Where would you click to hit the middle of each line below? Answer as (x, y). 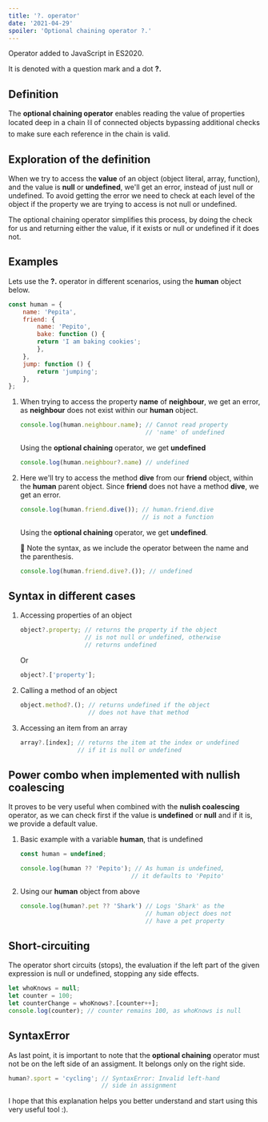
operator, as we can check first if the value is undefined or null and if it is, (130, 816)
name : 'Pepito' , (64, 327)
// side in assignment (139, 1086)
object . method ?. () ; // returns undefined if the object (115, 705)
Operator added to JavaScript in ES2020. (76, 54)
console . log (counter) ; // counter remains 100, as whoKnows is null (125, 1011)
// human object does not (188, 913)
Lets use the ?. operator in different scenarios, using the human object (125, 281)
